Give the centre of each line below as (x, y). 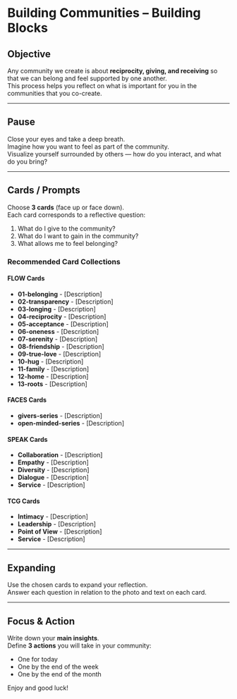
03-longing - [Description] (57, 309)
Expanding (31, 568)
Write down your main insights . (53, 638)
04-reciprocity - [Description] (62, 316)
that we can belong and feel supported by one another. (87, 78)
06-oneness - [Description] (58, 331)
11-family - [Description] (53, 369)
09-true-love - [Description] (59, 354)
